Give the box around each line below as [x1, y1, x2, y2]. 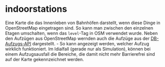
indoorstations [5, 3, 67, 15]
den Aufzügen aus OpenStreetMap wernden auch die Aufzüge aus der [5, 35, 150, 41]
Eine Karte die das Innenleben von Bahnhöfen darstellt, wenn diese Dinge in [5, 20, 161, 26]
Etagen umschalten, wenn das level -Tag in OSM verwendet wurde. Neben [5, 30, 158, 36]
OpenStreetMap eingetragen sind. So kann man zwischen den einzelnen [5, 25, 153, 31]
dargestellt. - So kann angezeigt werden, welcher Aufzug [32, 40, 150, 46]
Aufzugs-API [5, 40, 31, 46]
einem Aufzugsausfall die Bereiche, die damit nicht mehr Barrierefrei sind [5, 51, 155, 57]
